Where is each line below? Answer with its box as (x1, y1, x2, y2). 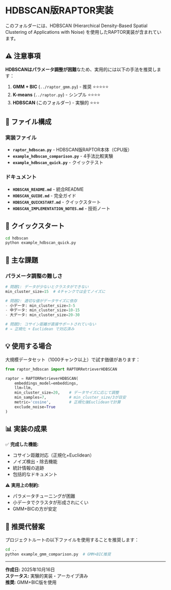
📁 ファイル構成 (5, 118, 52, 126)
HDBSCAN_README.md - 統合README (12, 186, 84, 192)
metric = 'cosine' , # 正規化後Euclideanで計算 (14, 400, 121, 405)
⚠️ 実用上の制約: (5, 482, 40, 488)
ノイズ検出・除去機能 (12, 459, 58, 465)
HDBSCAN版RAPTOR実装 (5, 5, 113, 16)
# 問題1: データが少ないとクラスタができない (5, 284, 89, 289)
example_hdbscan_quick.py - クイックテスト (12, 160, 103, 166)
